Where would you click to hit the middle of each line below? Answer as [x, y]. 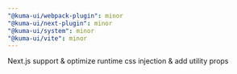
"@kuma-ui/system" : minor [51, 31]
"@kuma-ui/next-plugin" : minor [60, 23]
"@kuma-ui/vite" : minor [48, 38]
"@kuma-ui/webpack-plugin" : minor [66, 16]
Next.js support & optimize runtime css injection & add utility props [118, 61]
